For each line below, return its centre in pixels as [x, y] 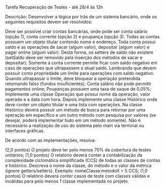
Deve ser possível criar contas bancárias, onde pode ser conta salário [76, 31]
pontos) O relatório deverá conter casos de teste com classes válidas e [78, 176]
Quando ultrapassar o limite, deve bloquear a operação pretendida [73, 79]
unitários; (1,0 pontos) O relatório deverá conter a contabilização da [74, 155]
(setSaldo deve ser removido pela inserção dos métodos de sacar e [74, 58]
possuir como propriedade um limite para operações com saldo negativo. [80, 73]
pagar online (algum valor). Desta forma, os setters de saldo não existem [79, 52]
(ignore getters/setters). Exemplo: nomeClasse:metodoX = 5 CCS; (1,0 [76, 171]
